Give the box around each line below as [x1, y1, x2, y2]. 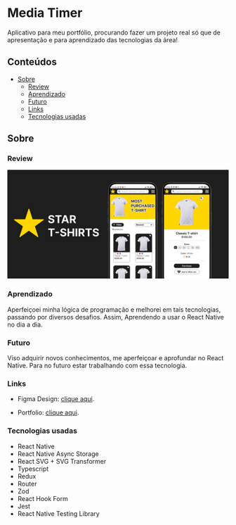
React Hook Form [17, 494, 68, 502]
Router [17, 479, 37, 488]
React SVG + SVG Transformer [17, 457, 107, 465]
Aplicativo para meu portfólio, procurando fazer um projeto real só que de [7, 28, 221, 37]
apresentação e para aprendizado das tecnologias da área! [7, 35, 178, 44]
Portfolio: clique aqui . [17, 408, 79, 417]
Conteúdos [7, 56, 58, 68]
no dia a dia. [7, 320, 44, 329]
